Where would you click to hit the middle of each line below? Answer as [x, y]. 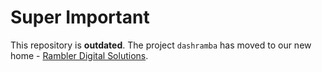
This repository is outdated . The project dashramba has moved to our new [161, 45]
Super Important [80, 17]
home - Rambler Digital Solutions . [79, 55]
